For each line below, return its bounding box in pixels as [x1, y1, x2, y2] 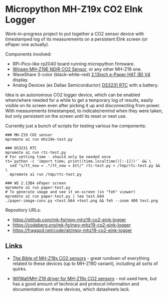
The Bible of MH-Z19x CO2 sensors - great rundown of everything [12, 255, 149, 261]
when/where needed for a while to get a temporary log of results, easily [5, 97, 153, 103]
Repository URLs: [5, 207, 41, 213]
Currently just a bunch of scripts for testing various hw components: [5, 123, 146, 129]
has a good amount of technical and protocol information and [12, 280, 139, 286]
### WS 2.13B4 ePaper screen [5, 180, 66, 186]
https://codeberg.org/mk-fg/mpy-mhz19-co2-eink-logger [12, 222, 131, 228]
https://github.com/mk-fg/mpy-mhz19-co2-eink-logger [12, 216, 126, 222]
